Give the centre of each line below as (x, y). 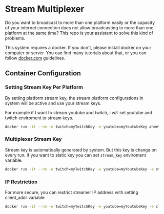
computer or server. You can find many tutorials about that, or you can (76, 53)
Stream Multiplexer (45, 9)
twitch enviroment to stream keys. (39, 118)
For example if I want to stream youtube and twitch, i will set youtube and (79, 112)
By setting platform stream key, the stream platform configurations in (74, 98)
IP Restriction (21, 182)
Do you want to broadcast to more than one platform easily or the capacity (80, 22)
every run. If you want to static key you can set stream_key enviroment (76, 155)
